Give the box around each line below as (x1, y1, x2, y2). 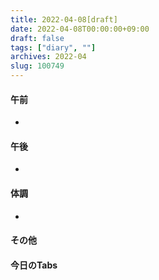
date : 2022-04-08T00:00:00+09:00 (10, 24, 150, 34)
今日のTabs (10, 259, 58, 271)
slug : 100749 (10, 61, 65, 71)
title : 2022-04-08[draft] (10, 14, 118, 25)
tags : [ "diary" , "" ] (10, 42, 97, 53)
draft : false (10, 33, 65, 43)
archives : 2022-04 (10, 52, 87, 62)
